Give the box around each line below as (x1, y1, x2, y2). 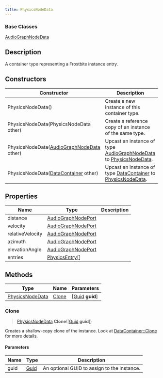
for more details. (5, 333, 38, 339)
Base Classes (5, 23, 38, 30)
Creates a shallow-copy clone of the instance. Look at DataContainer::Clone (5, 328, 157, 334)
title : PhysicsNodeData (5, 7, 53, 12)
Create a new (105, 97, 136, 104)
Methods (5, 270, 33, 279)
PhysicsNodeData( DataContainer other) (7, 170, 98, 176)
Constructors (5, 75, 47, 83)
